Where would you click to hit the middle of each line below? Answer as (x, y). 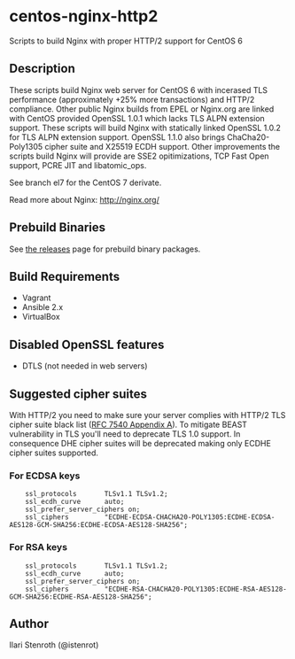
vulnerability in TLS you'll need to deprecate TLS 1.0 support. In (125, 434)
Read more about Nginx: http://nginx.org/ (84, 199)
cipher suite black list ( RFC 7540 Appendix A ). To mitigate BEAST (128, 424)
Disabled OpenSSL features (87, 344)
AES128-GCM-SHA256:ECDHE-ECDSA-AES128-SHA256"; (99, 525)
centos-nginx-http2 (84, 16)
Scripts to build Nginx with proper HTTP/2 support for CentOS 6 (126, 41)
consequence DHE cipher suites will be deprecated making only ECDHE (140, 443)
